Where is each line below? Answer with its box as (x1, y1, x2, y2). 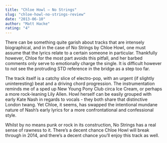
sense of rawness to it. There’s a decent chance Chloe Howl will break (5, 127, 150, 133)
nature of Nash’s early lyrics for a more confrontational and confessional (5, 107, 154, 113)
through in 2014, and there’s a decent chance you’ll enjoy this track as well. (5, 133, 160, 139)
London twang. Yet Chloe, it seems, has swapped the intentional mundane (5, 102, 158, 108)
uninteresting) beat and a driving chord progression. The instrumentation (5, 80, 155, 87)
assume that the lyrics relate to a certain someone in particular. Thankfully (5, 50, 158, 56)
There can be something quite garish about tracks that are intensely (5, 39, 145, 45)
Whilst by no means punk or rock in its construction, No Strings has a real (5, 122, 156, 128)
